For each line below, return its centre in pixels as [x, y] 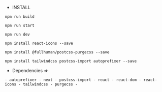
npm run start [20, 25]
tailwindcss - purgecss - [51, 84]
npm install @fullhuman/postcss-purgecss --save [57, 52]
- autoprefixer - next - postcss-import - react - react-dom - [73, 80]
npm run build [20, 17]
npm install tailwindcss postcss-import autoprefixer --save [71, 61]
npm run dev [17, 35]
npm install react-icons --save [39, 43]
